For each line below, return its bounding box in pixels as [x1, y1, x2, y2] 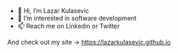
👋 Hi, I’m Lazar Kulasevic [17, 7, 89, 15]
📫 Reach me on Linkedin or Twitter [17, 22, 120, 30]
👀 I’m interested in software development [17, 14, 137, 22]
